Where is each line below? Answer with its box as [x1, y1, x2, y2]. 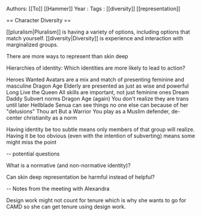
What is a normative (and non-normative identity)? [6, 162, 131, 169]
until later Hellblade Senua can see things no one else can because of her [6, 101, 188, 109]
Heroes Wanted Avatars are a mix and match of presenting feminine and [6, 76, 184, 83]
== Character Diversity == [6, 17, 71, 23]
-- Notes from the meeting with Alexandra [6, 185, 110, 192]
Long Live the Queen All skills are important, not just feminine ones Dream [6, 89, 190, 95]
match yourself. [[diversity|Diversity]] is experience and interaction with [6, 35, 184, 41]
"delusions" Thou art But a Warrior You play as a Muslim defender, [6, 108, 170, 115]
